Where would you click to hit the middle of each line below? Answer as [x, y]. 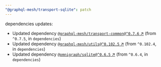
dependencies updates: [29, 24]
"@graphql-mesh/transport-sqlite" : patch [48, 10]
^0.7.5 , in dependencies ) [37, 38]
